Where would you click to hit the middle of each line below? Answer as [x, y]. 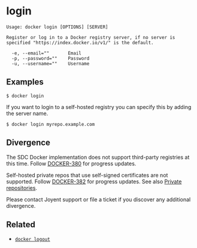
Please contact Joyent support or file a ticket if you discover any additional [99, 199]
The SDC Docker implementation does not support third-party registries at [98, 157]
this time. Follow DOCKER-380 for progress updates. [71, 164]
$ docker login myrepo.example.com [51, 124]
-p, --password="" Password [51, 58]
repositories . [22, 187]
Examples [25, 82]
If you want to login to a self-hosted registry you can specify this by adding [99, 107]
